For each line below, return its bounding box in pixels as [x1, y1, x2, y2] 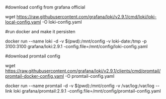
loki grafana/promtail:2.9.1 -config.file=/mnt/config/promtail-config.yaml [13, 88, 161, 94]
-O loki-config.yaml [42, 19, 82, 25]
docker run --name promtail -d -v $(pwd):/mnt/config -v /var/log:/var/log [5, 83, 155, 89]
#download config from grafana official [5, 4, 85, 10]
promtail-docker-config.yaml [5, 73, 64, 79]
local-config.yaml [5, 19, 41, 25]
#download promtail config [5, 53, 61, 59]
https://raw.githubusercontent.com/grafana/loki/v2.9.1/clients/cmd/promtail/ [5, 68, 161, 74]
